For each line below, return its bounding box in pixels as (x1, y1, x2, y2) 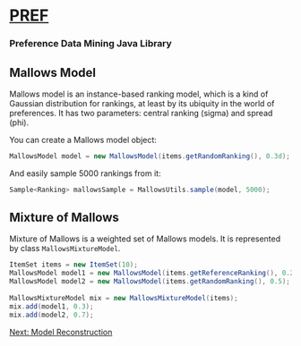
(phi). (9, 117, 30, 128)
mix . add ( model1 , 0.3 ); (9, 301, 94, 311)
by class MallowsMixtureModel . (9, 243, 121, 254)
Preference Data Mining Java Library (9, 38, 172, 50)
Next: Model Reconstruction (9, 326, 113, 337)
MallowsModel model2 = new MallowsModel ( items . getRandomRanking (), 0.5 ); (9, 277, 291, 286)
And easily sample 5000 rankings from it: (9, 167, 161, 179)
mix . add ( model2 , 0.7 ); (9, 310, 94, 319)
